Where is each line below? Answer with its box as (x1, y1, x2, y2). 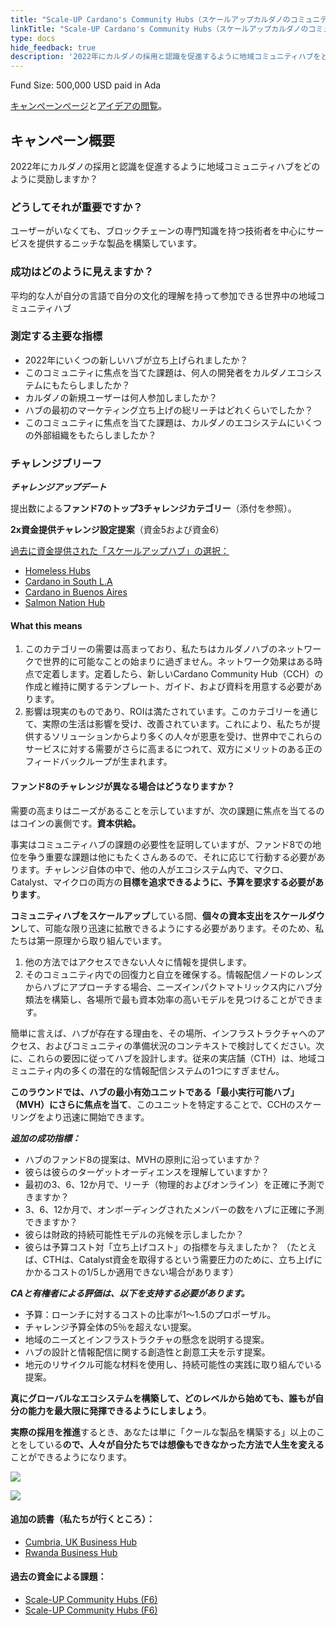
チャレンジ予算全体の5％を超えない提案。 (24, 1321, 197, 1333)
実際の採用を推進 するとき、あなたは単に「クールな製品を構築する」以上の (10, 1426, 317, 1438)
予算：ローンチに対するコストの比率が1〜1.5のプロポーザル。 (24, 1308, 277, 1320)
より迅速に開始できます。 (44, 1111, 150, 1123)
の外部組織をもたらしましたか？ (24, 429, 157, 441)
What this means (10, 619, 83, 631)
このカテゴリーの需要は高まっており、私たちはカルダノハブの (24, 643, 278, 655)
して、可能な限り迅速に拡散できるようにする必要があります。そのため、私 (19, 922, 325, 934)
